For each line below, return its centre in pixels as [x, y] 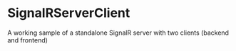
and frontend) [28, 40]
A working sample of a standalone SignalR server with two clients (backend [118, 33]
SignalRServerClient [69, 13]
